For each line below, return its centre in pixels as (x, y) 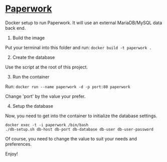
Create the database (34, 57)
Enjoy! (12, 153)
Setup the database (33, 106)
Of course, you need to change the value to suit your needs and (71, 138)
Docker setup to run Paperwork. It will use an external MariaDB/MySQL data (84, 23)
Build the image (29, 38)
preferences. (18, 144)
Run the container (31, 76)
